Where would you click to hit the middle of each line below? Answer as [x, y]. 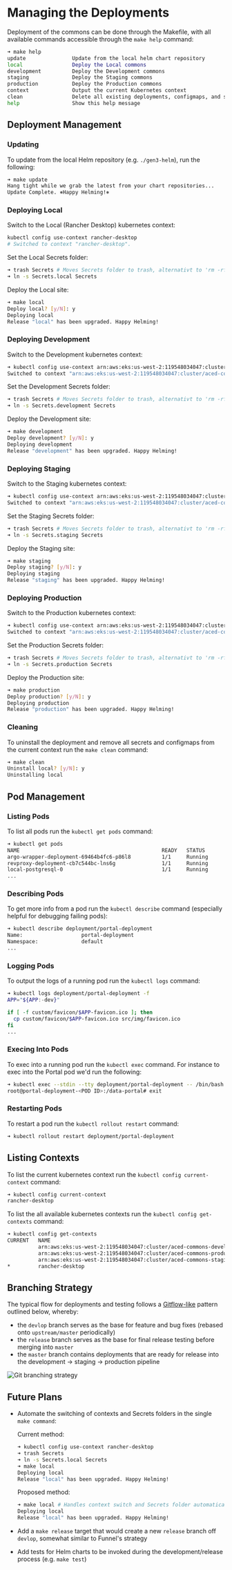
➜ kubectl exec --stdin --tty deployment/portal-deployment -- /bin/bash [116, 1084]
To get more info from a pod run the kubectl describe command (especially [115, 909]
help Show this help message [74, 103]
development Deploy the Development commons [86, 71]
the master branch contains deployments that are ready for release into [118, 1354]
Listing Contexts [43, 1158]
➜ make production [33, 690]
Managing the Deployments [88, 13]
